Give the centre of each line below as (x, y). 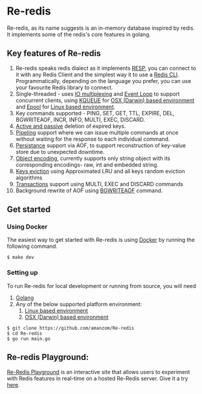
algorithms (29, 178)
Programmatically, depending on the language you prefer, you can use (103, 81)
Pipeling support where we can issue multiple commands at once (97, 132)
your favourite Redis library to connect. (64, 87)
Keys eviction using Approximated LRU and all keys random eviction (100, 171)
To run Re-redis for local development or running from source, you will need (102, 285)
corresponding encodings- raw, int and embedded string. (87, 164)
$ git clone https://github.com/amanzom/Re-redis (71, 328)
